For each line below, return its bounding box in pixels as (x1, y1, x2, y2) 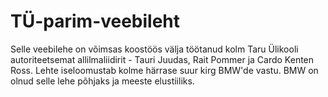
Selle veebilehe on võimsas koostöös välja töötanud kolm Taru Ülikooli (10, 43, 299, 55)
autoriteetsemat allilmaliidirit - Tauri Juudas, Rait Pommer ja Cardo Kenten (10, 53, 315, 65)
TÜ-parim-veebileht (10, 10, 181, 33)
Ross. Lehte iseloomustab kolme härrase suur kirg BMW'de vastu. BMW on (10, 64, 319, 76)
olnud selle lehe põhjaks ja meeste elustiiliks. (10, 75, 195, 87)
